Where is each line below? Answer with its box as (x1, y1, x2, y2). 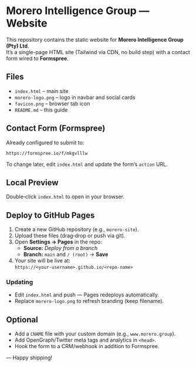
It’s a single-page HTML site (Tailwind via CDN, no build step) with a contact (6, 48, 191, 55)
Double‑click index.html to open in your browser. (6, 193, 125, 201)
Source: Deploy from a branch (23, 245, 98, 252)
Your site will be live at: (14, 257, 70, 264)
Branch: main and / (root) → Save (23, 251, 109, 258)
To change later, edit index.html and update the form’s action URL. (6, 161, 168, 168)
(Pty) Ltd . (6, 42, 29, 49)
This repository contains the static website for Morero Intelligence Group (6, 36, 184, 43)
